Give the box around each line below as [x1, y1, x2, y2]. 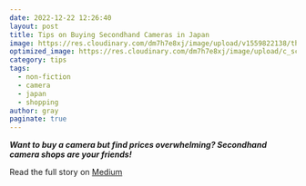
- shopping [17, 97, 59, 107]
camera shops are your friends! [9, 149, 132, 160]
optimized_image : [9, 47, 76, 56]
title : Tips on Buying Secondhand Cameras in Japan [9, 30, 209, 39]
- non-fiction [17, 73, 71, 82]
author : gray [9, 106, 59, 115]
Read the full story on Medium [9, 167, 123, 178]
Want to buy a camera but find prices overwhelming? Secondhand [9, 140, 267, 151]
